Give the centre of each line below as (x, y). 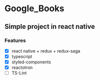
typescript (22, 56)
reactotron (22, 68)
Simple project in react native (50, 27)
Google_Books (34, 9)
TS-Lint (19, 73)
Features (15, 40)
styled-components (31, 62)
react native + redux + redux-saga (46, 51)
